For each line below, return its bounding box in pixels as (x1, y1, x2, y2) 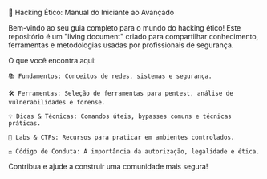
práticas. (8, 120, 42, 128)
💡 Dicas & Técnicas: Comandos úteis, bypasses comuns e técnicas (8, 112, 233, 120)
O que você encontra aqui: (8, 56, 96, 65)
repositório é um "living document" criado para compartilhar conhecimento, (8, 32, 259, 41)
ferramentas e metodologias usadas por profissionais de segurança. (8, 40, 234, 50)
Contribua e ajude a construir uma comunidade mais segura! (8, 161, 208, 171)
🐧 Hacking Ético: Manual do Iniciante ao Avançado (8, 8, 175, 17)
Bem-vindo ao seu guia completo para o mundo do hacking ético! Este (8, 23, 241, 32)
